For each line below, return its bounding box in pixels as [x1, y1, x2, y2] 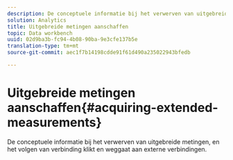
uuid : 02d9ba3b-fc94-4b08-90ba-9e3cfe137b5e [7, 36, 138, 43]
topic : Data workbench [7, 29, 73, 37]
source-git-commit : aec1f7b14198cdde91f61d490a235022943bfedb [7, 49, 191, 56]
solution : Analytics [7, 17, 67, 24]
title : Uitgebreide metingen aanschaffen [7, 23, 129, 30]
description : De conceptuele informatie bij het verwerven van [7, 10, 194, 17]
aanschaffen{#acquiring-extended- [7, 100, 218, 115]
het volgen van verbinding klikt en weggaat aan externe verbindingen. [7, 145, 207, 153]
